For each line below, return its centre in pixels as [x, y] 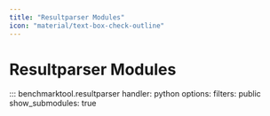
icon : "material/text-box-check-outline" [87, 26]
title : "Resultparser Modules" [67, 17]
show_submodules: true [53, 104]
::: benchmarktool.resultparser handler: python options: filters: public [135, 94]
